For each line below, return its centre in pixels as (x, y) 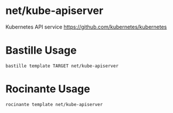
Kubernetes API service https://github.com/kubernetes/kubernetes (86, 27)
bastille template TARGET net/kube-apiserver (62, 66)
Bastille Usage (41, 50)
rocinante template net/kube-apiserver (54, 104)
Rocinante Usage (48, 89)
